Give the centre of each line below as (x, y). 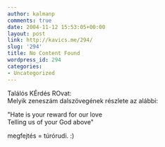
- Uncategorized (31, 73)
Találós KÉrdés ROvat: (39, 93)
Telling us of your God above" (50, 122)
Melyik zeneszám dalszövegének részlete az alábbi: (83, 100)
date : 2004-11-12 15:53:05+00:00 (56, 27)
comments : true (30, 20)
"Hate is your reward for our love (55, 114)
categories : (25, 66)
